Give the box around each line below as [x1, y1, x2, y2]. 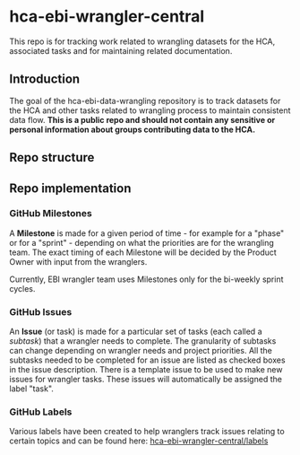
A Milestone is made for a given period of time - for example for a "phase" [9, 227, 285, 239]
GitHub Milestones [9, 207, 92, 220]
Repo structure [9, 150, 95, 165]
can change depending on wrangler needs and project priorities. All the [9, 346, 273, 356]
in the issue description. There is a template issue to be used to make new [9, 364, 283, 375]
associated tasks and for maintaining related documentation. [9, 45, 233, 56]
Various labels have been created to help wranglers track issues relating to [9, 426, 285, 437]
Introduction [9, 72, 81, 87]
